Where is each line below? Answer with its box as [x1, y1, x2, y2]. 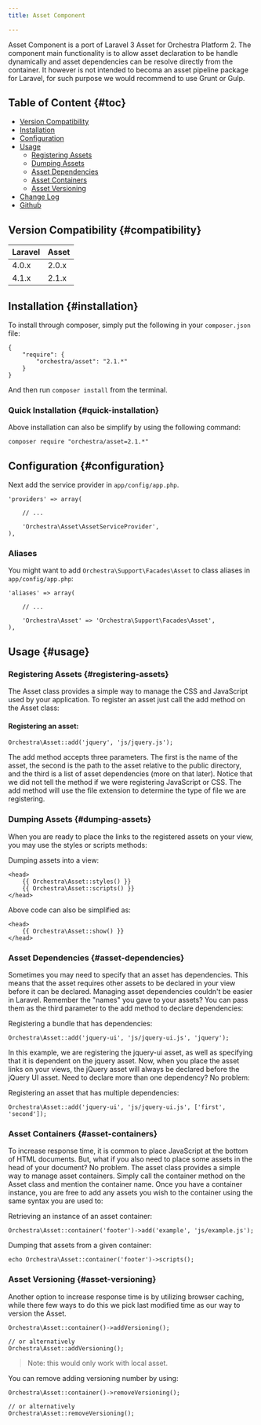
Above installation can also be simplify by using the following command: [8, 422, 241, 433]
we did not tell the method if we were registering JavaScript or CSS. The [8, 778, 241, 787]
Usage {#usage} [8, 645, 90, 658]
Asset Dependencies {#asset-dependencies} [8, 952, 185, 963]
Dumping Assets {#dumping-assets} [8, 814, 151, 825]
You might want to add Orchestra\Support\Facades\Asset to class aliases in [8, 565, 251, 575]
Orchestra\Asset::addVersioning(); [8, 1344, 125, 1353]
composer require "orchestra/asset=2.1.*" [8, 438, 149, 446]
